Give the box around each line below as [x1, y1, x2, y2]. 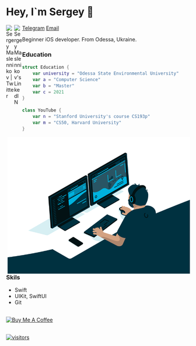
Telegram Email [22, 25, 60, 32]
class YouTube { [22, 107, 62, 113]
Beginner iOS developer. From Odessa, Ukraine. [22, 36, 137, 43]
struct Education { [22, 64, 69, 71]
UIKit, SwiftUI [14, 293, 47, 300]
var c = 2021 [32, 89, 64, 95]
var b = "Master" [32, 83, 75, 89]
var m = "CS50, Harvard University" [32, 120, 122, 126]
